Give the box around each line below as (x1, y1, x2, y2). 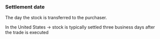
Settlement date (5, 3, 45, 10)
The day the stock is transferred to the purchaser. (5, 15, 107, 21)
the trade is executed (5, 30, 49, 36)
